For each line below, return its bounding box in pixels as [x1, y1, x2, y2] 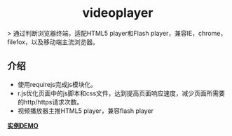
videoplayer [82, 5, 153, 21]
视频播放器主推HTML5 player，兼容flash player [17, 107, 154, 115]
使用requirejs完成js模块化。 [17, 80, 97, 88]
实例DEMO [7, 121, 39, 130]
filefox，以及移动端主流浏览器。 [7, 37, 100, 46]
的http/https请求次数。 [17, 97, 83, 106]
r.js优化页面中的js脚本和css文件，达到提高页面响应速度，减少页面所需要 [17, 89, 226, 97]
